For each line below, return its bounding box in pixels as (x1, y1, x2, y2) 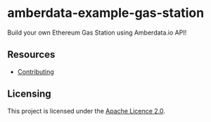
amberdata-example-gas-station (7, 5, 205, 21)
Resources (7, 49, 56, 61)
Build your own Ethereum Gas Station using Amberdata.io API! (7, 28, 187, 37)
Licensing (7, 88, 51, 100)
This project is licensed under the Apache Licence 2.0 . (7, 106, 165, 115)
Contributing (17, 67, 54, 75)
